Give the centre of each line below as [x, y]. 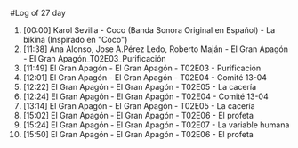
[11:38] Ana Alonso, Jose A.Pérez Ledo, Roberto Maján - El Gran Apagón [155, 49]
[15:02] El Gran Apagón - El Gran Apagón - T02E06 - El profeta [138, 115]
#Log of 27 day [38, 13]
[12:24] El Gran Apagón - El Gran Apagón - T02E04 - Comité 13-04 [146, 96]
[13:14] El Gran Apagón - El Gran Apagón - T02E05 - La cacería [139, 106]
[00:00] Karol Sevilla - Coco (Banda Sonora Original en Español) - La [149, 30]
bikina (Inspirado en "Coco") [75, 40]
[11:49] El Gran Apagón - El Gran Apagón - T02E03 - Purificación [142, 68]
